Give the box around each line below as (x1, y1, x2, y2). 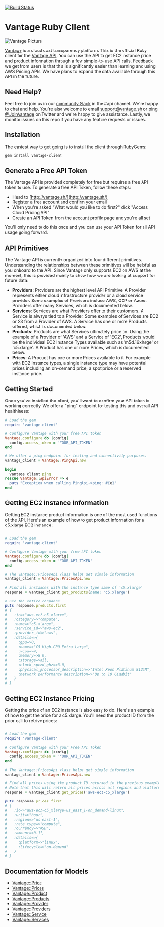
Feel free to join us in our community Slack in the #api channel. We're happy (5, 100, 159, 106)
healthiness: (5, 408, 30, 414)
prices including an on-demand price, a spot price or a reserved (12, 365, 142, 371)
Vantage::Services (12, 917, 49, 923)
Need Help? (5, 88, 41, 96)
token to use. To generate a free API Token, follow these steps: (5, 184, 131, 191)
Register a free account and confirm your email (12, 199, 107, 205)
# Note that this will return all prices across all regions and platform (5, 785, 161, 790)
